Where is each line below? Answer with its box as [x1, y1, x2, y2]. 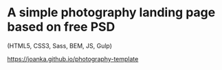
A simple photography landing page [7, 5, 216, 20]
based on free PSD [7, 19, 115, 35]
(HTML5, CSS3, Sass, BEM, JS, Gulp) [7, 41, 112, 50]
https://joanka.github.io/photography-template [7, 54, 139, 63]
